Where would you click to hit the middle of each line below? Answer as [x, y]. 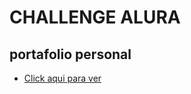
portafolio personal [70, 54]
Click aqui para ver [62, 78]
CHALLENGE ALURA [95, 17]
